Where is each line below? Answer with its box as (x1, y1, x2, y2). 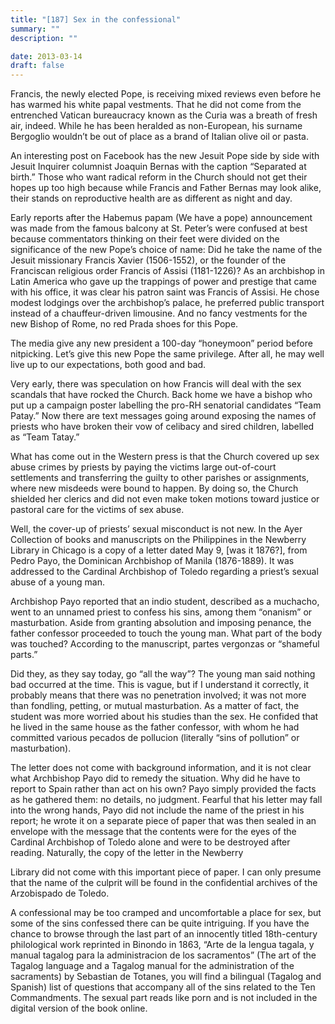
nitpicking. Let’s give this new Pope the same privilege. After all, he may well (10, 348, 325, 360)
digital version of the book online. (10, 1002, 148, 1015)
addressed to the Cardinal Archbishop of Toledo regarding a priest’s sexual (10, 566, 319, 578)
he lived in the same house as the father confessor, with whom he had (10, 721, 300, 733)
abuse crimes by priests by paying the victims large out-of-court (10, 461, 277, 473)
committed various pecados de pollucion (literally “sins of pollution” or (10, 732, 300, 744)
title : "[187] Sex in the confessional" (10, 14, 182, 25)
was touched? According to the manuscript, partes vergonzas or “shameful (10, 638, 320, 650)
